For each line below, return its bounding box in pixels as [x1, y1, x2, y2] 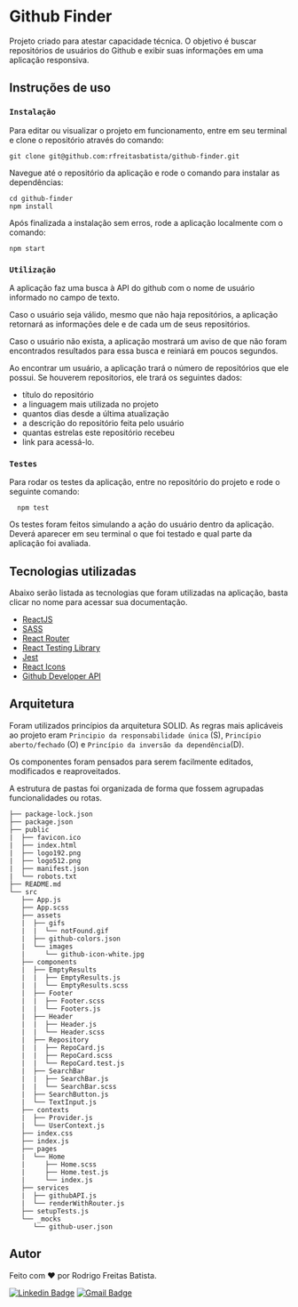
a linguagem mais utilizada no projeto [21, 399, 160, 409]
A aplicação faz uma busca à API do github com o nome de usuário [9, 282, 255, 293]
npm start [9, 244, 46, 253]
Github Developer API [21, 671, 102, 682]
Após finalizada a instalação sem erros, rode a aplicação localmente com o [9, 217, 284, 228]
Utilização [9, 264, 56, 275]
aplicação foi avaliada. [9, 538, 91, 549]
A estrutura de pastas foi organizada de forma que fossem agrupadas [9, 783, 264, 794]
